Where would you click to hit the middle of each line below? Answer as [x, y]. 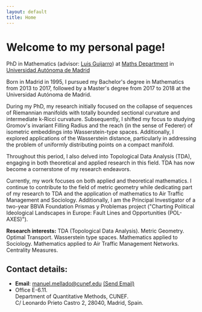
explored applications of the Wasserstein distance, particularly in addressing [101, 139]
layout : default [27, 12]
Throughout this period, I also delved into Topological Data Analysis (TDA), [99, 157]
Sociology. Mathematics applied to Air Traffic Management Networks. [93, 244]
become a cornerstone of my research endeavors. [69, 169]
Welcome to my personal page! [86, 47]
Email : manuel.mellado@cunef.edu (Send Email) [75, 284]
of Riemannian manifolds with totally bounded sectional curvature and [93, 113]
